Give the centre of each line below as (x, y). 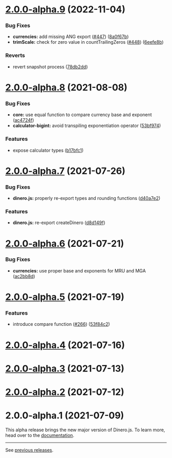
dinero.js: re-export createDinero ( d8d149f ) (59, 223)
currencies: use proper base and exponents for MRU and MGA (79, 270)
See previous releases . (29, 450)
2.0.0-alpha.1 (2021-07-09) (65, 416)
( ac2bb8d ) (24, 276)
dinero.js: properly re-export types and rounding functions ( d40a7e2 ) (87, 198)
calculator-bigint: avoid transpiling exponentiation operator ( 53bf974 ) (87, 126)
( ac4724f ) (23, 120)
